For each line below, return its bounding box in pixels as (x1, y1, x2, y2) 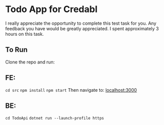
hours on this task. (5, 31, 44, 37)
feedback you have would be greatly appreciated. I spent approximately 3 (5, 25, 159, 31)
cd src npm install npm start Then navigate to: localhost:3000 (5, 87, 137, 93)
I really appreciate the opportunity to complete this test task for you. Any (5, 20, 157, 26)
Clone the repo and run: (5, 59, 55, 65)
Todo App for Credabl (5, 4, 98, 15)
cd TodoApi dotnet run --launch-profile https (5, 116, 104, 121)
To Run (5, 45, 28, 54)
